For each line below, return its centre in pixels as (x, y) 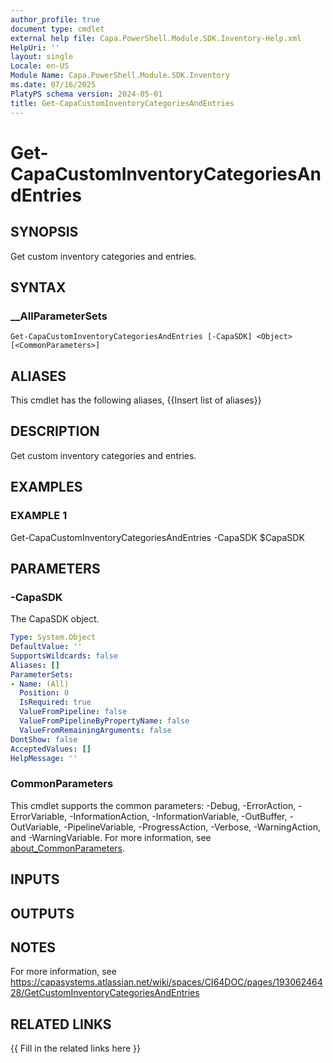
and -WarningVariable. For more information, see (111, 837)
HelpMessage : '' (44, 758)
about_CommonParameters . (68, 848)
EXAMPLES (46, 487)
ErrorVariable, (39, 816)
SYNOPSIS (44, 232)
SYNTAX (38, 287)
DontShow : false (44, 739)
